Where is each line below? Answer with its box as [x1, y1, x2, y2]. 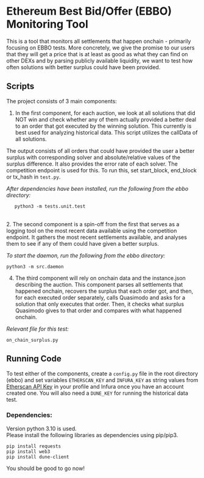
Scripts [6, 81, 35, 92]
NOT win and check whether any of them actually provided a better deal [15, 116, 197, 123]
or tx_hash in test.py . [6, 173, 61, 180]
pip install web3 [6, 448, 51, 455]
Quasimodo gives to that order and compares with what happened [15, 307, 182, 314]
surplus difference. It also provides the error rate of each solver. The [6, 160, 178, 167]
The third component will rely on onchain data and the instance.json [15, 274, 186, 282]
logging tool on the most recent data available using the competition [6, 227, 177, 234]
